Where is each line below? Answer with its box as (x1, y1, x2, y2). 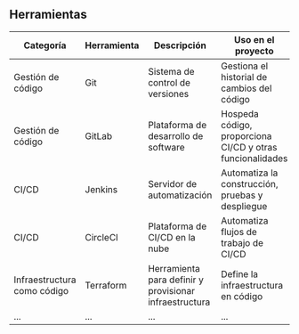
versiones (148, 87, 190, 100)
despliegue (221, 200, 268, 212)
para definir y (148, 273, 205, 286)
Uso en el (234, 33, 275, 45)
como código (13, 284, 69, 297)
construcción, (221, 177, 279, 190)
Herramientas (9, 7, 87, 22)
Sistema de (148, 65, 195, 77)
